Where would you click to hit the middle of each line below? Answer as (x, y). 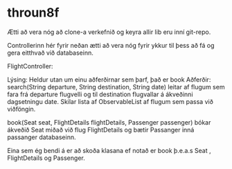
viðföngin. (21, 109)
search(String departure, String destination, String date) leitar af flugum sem (116, 87)
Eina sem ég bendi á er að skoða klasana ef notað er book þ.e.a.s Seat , (109, 150)
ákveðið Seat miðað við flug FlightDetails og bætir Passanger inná (101, 130)
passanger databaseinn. (42, 137)
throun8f (33, 13)
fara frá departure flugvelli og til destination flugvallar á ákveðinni (100, 94)
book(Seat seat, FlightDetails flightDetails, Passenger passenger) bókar (109, 122)
